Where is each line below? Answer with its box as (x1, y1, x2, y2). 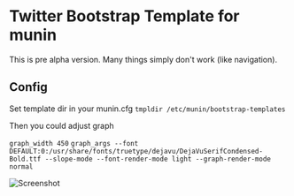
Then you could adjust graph (9, 120, 115, 131)
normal (9, 162, 34, 171)
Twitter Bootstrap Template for (9, 6, 241, 26)
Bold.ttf (9, 155, 42, 163)
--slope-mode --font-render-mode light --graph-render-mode (44, 155, 272, 163)
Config (9, 79, 48, 94)
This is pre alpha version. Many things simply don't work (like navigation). (9, 54, 277, 64)
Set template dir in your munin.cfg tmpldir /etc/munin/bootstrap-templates (9, 103, 286, 114)
